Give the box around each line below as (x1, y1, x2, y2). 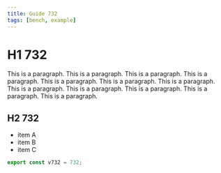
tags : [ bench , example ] (7, 17, 77, 24)
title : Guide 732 (7, 10, 58, 17)
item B (17, 138, 36, 146)
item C (17, 146, 37, 154)
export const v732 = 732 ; (7, 159, 82, 166)
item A (17, 130, 36, 140)
